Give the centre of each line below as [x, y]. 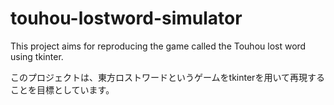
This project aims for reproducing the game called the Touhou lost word [158, 46]
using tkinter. [37, 56]
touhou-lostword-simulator [126, 18]
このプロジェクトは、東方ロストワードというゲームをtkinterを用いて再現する [167, 77]
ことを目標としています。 [62, 89]
